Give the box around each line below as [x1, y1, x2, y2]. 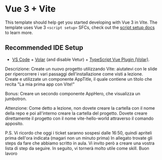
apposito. [5, 120, 24, 126]
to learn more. [5, 29, 33, 35]
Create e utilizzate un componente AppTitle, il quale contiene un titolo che [5, 76, 152, 82]
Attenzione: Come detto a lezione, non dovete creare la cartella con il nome [5, 105, 155, 111]
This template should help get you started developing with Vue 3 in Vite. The [5, 19, 158, 25]
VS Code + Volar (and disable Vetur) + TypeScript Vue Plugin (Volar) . [12, 57, 150, 62]
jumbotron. [5, 96, 27, 102]
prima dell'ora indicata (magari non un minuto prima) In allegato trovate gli [5, 135, 153, 141]
